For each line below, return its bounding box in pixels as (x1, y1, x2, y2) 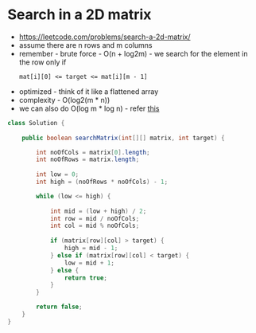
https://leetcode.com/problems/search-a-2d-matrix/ (18, 32, 192, 41)
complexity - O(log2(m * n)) (18, 95, 111, 104)
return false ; (36, 303, 83, 311)
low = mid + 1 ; (64, 259, 114, 267)
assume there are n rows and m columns (18, 40, 153, 49)
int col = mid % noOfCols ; (49, 221, 140, 230)
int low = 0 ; (36, 170, 80, 178)
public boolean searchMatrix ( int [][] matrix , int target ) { (21, 134, 225, 142)
